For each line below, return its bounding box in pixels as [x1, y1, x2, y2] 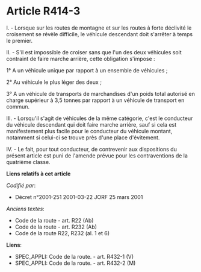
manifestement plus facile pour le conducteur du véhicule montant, [6, 127, 173, 134]
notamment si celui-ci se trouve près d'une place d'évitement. [6, 134, 160, 141]
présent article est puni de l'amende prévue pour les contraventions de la [6, 152, 188, 159]
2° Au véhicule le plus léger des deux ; [6, 78, 102, 86]
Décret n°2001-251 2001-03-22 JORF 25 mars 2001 [14, 193, 143, 200]
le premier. [6, 37, 33, 44]
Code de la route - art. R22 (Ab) [14, 217, 94, 224]
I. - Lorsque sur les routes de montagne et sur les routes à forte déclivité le [6, 24, 192, 31]
